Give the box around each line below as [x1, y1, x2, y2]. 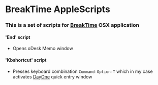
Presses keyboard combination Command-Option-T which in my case [12, 68, 153, 74]
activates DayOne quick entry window [12, 73, 92, 79]
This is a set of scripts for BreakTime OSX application [5, 22, 140, 29]
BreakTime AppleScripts [5, 4, 111, 15]
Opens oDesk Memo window [12, 46, 74, 52]
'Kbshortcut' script [5, 57, 47, 63]
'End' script [5, 34, 30, 40]
